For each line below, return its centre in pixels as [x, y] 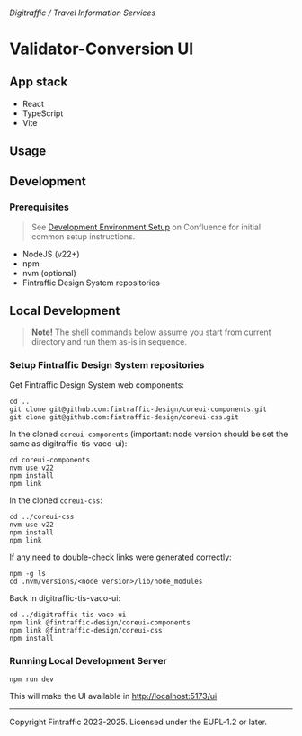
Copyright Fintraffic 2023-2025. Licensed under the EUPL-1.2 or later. [138, 722]
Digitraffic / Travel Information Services [83, 13]
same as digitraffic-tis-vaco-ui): [68, 443]
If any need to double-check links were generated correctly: [120, 557]
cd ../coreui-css [42, 516]
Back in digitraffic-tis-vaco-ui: [65, 597]
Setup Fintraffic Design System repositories [107, 365]
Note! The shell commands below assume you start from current [151, 332]
